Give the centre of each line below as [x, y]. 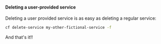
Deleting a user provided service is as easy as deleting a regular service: [81, 18]
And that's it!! [19, 37]
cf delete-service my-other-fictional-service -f [59, 28]
